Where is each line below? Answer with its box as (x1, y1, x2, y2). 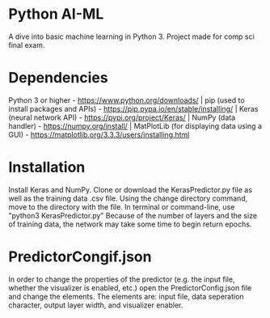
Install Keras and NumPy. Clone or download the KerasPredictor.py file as (8, 184, 253, 194)
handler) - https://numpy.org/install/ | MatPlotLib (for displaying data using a (8, 121, 263, 130)
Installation (8, 159, 86, 176)
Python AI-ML (8, 5, 104, 23)
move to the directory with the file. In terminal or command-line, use (8, 201, 235, 211)
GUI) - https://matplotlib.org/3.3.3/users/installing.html (8, 129, 190, 139)
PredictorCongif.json (8, 248, 152, 265)
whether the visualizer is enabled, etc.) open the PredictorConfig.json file (8, 282, 252, 292)
